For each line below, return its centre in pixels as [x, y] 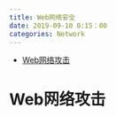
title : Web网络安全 [43, 17]
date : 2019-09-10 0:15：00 [58, 26]
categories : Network [47, 34]
